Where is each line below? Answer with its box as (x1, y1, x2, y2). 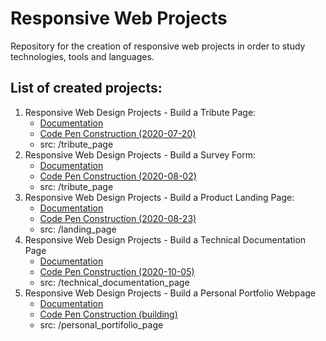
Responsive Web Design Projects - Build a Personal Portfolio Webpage (24, 287, 317, 299)
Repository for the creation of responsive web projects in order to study (10, 40, 306, 52)
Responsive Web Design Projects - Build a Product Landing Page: (24, 191, 295, 203)
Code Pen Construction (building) (39, 308, 178, 320)
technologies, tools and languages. (10, 50, 155, 62)
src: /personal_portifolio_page (39, 318, 164, 331)
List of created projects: (10, 80, 163, 97)
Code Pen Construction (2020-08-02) (39, 170, 197, 182)
